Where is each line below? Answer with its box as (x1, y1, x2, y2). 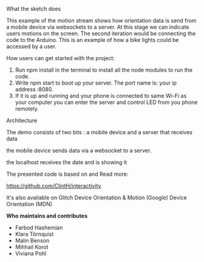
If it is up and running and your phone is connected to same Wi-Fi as (15, 92, 187, 99)
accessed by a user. (6, 43, 56, 50)
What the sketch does (6, 5, 61, 12)
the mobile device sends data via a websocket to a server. (6, 147, 152, 154)
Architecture (6, 117, 38, 124)
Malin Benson (15, 237, 50, 244)
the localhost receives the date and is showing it (6, 159, 127, 166)
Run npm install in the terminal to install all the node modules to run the (15, 66, 193, 74)
